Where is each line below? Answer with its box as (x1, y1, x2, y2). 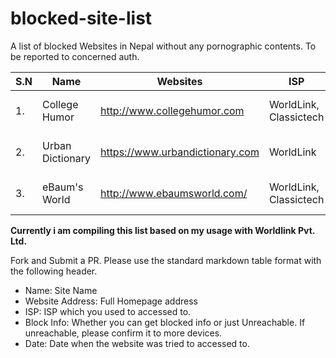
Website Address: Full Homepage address (24, 295, 198, 307)
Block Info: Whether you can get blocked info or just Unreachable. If (24, 316, 306, 328)
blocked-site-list (10, 7, 153, 30)
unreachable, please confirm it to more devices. (24, 327, 223, 339)
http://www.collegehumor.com (99, 103, 245, 117)
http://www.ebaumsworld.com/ (99, 186, 248, 200)
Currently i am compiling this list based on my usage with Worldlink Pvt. (10, 224, 315, 236)
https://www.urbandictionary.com (99, 145, 260, 159)
